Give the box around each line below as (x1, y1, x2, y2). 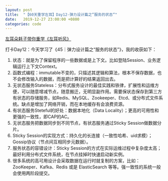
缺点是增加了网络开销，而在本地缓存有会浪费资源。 (21, 101, 127, 107)
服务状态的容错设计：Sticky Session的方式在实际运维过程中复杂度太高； (12, 145, 162, 151)
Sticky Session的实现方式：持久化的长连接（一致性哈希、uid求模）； (12, 133, 153, 139)
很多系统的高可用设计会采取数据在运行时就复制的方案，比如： (12, 158, 140, 164)
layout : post (5, 7, 33, 13)
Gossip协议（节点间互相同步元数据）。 (12, 139, 91, 145)
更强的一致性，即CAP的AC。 (12, 114, 72, 120)
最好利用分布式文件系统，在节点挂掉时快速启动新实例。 (12, 151, 127, 157)
